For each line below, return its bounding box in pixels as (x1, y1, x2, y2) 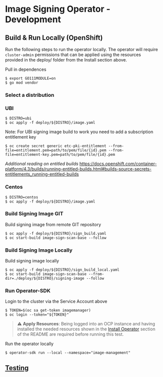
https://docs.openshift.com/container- (79, 161, 157, 167)
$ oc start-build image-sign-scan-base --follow (5, 235, 107, 240)
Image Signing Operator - (5, 3, 110, 15)
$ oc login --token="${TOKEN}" (5, 312, 69, 318)
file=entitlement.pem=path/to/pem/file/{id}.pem (5, 148, 107, 153)
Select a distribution (5, 91, 54, 98)
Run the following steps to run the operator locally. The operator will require (5, 47, 158, 52)
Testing (5, 364, 29, 372)
